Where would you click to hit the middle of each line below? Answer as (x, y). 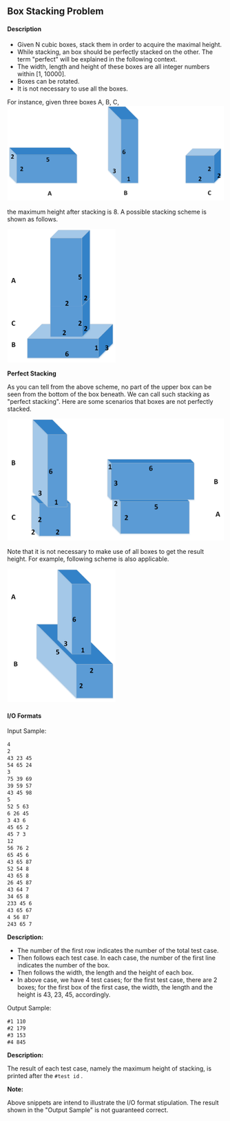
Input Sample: (27, 731)
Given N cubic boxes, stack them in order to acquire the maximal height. (119, 44)
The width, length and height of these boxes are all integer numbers (113, 66)
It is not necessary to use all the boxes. (73, 89)
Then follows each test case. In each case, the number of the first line (116, 958)
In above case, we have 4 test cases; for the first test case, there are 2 (117, 980)
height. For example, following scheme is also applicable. (88, 559)
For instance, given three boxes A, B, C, (63, 102)
